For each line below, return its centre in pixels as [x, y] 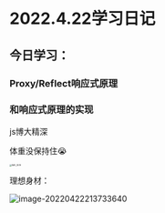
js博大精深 [29, 131]
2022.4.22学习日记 [82, 19]
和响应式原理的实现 [52, 110]
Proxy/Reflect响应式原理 [64, 83]
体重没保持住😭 [38, 150]
